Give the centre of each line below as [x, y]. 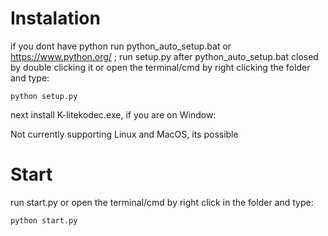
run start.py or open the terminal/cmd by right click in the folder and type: [162, 202]
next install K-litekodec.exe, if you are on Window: [113, 114]
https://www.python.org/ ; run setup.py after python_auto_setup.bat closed [164, 56]
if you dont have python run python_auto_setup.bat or [121, 46]
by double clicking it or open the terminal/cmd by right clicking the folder [160, 67]
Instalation [55, 18]
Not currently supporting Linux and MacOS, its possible [124, 134]
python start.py [44, 220]
